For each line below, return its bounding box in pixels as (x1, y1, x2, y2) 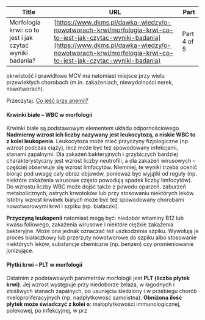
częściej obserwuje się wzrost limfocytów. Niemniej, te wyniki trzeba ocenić (6, 163, 197, 171)
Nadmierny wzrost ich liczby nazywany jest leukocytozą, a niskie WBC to (6, 131, 196, 138)
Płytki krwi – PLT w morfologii (6, 261, 82, 268)
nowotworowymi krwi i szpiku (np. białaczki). (6, 203, 120, 210)
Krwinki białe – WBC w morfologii (6, 111, 93, 118)
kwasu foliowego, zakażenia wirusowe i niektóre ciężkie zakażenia (6, 221, 174, 228)
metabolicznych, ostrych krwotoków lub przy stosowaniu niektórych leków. (6, 190, 195, 197)
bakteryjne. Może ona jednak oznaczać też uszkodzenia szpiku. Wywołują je (6, 228, 199, 235)
